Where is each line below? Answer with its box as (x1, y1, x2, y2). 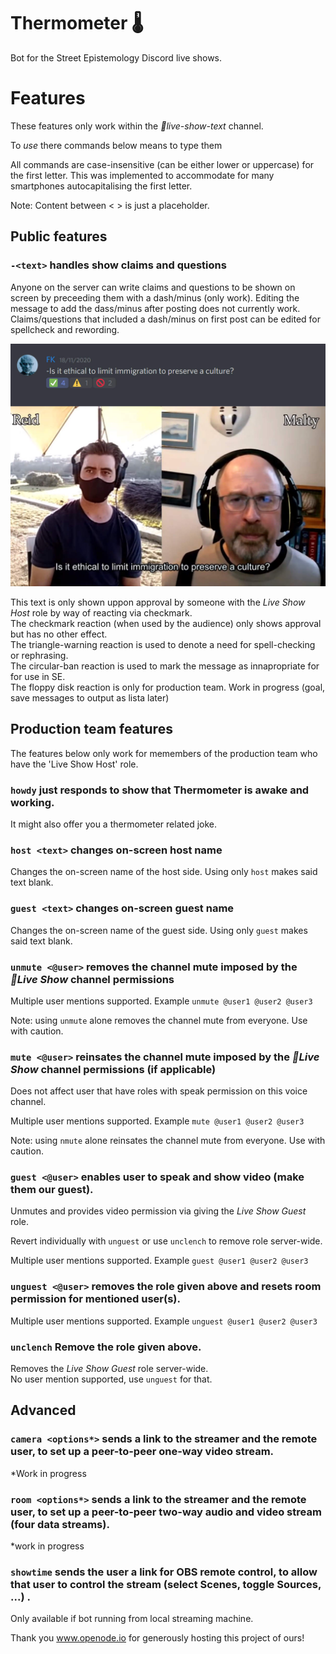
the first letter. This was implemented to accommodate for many (10, 169, 275, 181)
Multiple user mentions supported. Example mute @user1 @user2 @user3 (10, 1115, 305, 1127)
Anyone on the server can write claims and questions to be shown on (10, 281, 296, 293)
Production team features (10, 721, 173, 738)
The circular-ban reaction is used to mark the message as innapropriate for (10, 660, 320, 672)
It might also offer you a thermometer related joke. (10, 818, 217, 830)
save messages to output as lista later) (10, 691, 170, 704)
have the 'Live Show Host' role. (10, 758, 139, 770)
